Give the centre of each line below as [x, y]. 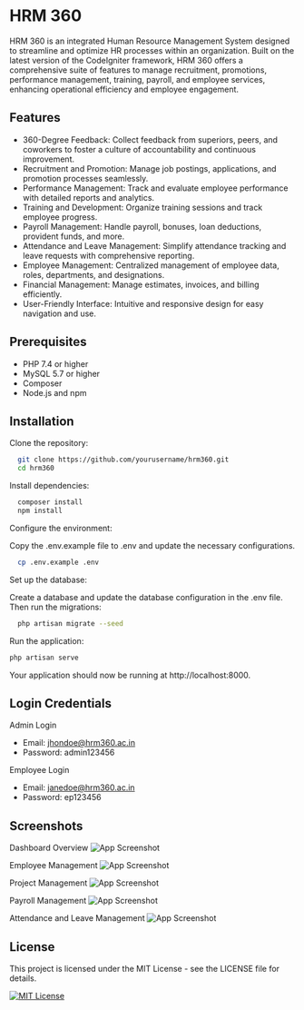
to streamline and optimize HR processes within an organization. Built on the [152, 50]
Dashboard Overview [49, 848]
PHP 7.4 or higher [55, 363]
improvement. [49, 159]
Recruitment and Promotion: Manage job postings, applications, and [149, 168]
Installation [42, 421]
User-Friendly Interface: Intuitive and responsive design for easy [143, 303]
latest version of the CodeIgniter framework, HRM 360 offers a [126, 60]
